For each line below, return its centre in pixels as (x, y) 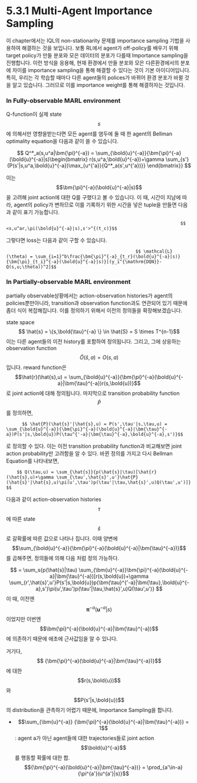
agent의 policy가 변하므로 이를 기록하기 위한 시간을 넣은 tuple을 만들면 (95, 205)
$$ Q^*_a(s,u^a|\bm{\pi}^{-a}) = (55, 153)
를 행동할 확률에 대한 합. (42, 758)
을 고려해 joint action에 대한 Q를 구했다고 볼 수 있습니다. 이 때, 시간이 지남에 (93, 198)
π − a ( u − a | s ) (99, 609)
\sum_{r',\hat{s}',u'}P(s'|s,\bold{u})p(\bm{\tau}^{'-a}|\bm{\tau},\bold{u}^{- (99, 582)
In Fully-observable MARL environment (63, 101)
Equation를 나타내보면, (33, 461)
